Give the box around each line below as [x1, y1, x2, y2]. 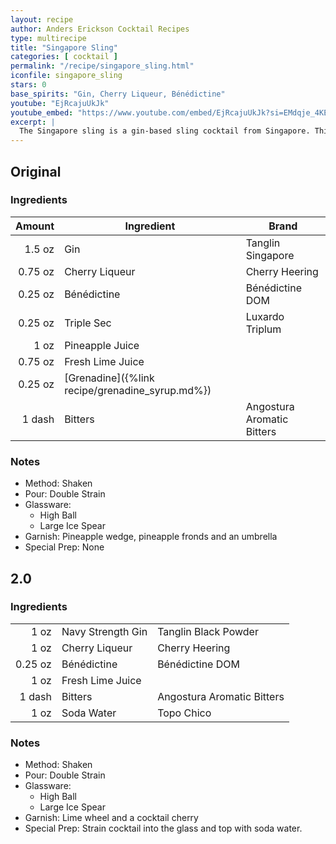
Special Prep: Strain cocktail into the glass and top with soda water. [24, 822, 303, 835]
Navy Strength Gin [61, 624, 148, 638]
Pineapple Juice [64, 338, 140, 352]
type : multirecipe [10, 33, 87, 43]
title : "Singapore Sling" [10, 42, 118, 53]
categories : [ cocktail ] [10, 52, 118, 62]
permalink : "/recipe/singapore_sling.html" [10, 61, 195, 71]
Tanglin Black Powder [157, 624, 259, 638]
